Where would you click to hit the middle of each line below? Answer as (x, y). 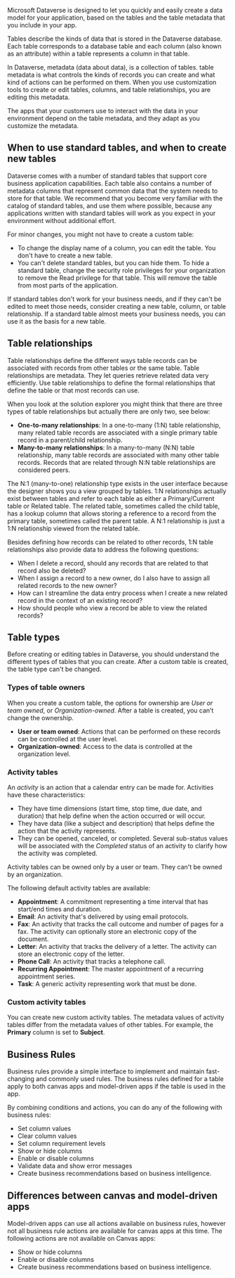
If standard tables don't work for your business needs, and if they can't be (115, 299)
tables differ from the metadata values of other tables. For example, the (110, 1025)
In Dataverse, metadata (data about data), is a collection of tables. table (110, 67)
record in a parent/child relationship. (70, 440)
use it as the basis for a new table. (57, 321)
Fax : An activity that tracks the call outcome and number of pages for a (120, 924)
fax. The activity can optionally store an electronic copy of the (107, 932)
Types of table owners (46, 687)
